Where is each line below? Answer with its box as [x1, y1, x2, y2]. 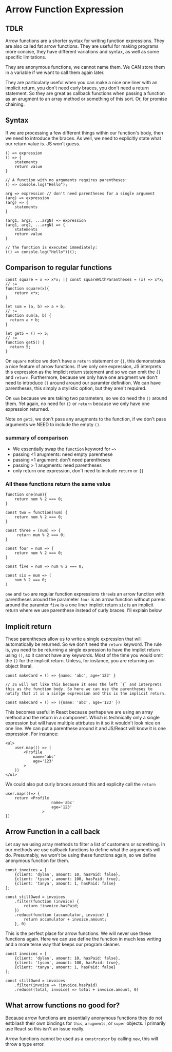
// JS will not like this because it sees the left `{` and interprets [5, 682, 162, 687]
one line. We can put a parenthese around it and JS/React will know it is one [5, 725, 166, 732]
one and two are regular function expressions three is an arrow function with [5, 591, 165, 597]
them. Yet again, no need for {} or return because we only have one [5, 400, 150, 407]
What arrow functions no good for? [5, 1001, 120, 1010]
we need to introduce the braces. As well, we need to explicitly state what [5, 135, 161, 141]
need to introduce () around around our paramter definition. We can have [5, 379, 161, 386]
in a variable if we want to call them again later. [5, 69, 105, 75]
